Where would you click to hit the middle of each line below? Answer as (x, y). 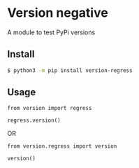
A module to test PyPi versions (51, 32)
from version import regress (50, 108)
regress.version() (34, 120)
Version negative (58, 13)
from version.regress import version (62, 146)
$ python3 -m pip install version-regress (70, 70)
